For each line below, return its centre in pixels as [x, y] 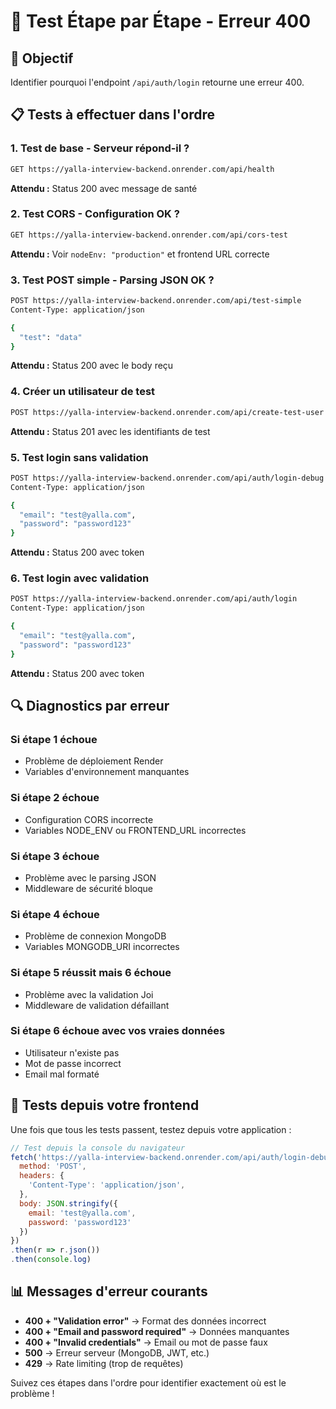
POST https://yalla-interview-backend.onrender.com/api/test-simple [156, 301]
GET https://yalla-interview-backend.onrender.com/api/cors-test [149, 235]
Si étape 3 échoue [55, 856]
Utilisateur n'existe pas [72, 1052]
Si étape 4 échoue [55, 914]
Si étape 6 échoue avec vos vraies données [118, 1031]
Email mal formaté [62, 1074]
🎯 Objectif [42, 58]
